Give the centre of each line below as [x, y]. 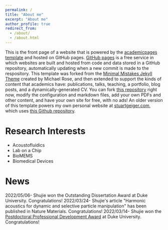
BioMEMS [23, 156]
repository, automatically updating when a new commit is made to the [77, 68]
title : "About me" [24, 15]
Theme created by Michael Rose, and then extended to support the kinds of [83, 79]
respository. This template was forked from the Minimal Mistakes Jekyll [79, 73]
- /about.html [24, 38]
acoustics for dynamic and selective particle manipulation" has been [76, 206]
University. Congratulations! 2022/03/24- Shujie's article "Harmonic [75, 200]
